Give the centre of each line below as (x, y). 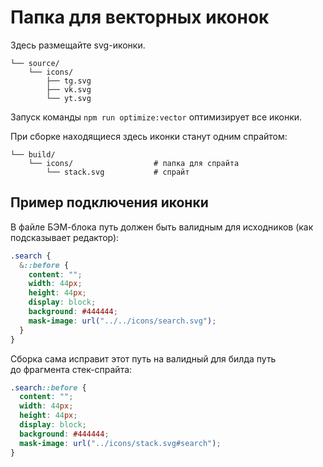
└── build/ (33, 154)
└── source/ (35, 63)
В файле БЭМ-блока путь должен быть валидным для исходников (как (162, 227)
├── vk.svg (69, 89)
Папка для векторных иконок (140, 17)
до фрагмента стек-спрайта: (71, 369)
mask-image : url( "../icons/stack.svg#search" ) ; (120, 443)
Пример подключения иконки (109, 202)
